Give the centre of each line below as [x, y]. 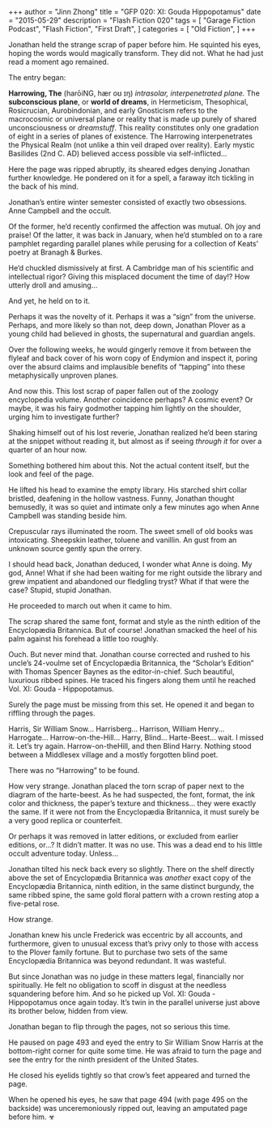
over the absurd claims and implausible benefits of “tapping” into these [127, 367]
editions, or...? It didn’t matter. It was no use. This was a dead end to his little [136, 845]
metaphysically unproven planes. [64, 375]
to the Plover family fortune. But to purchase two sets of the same [118, 952]
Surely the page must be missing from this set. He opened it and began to [132, 705]
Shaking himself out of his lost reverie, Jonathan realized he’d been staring [133, 432]
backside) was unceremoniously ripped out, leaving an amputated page [128, 1108]
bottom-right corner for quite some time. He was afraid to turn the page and [135, 1051]
